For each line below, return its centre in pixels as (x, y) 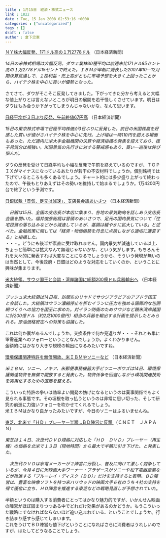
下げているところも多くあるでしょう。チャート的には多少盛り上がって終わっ (83, 177)
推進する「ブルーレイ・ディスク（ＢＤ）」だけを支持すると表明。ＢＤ (84, 476)
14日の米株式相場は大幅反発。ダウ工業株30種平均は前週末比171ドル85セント (83, 63)
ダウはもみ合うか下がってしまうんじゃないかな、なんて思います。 (72, 106)
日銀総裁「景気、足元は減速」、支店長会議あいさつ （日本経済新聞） (74, 201)
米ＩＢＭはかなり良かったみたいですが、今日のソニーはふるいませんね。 (78, 410)
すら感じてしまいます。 (50, 518)
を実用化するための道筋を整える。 (40, 381)
